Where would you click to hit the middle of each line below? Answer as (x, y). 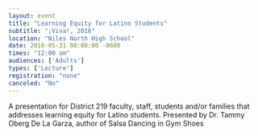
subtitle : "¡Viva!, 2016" (52, 31)
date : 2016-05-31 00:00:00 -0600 (64, 46)
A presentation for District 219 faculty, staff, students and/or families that (129, 106)
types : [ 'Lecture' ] (41, 68)
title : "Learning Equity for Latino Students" (88, 23)
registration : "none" (45, 76)
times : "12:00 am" (39, 53)
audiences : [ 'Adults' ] (46, 61)
